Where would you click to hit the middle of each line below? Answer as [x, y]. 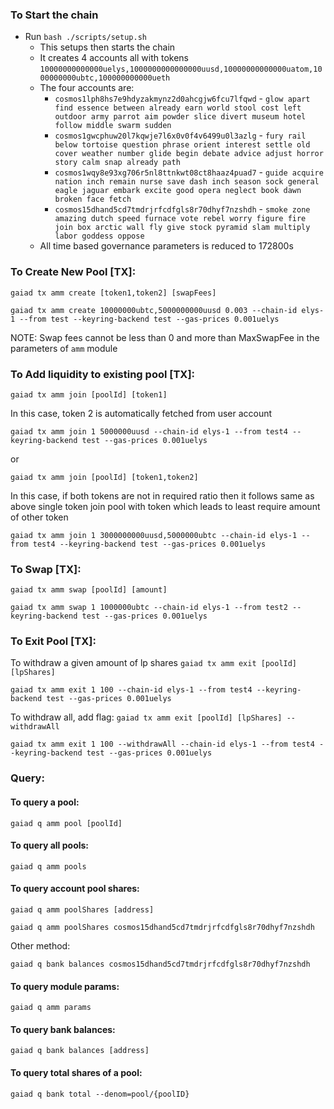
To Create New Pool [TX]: [73, 272]
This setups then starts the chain [107, 47]
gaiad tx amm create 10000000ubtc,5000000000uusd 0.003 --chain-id [154, 310]
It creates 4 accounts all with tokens [114, 58]
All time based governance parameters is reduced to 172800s [166, 246]
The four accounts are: [87, 88]
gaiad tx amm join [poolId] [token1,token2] [104, 477]
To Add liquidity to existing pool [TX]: [103, 374]
